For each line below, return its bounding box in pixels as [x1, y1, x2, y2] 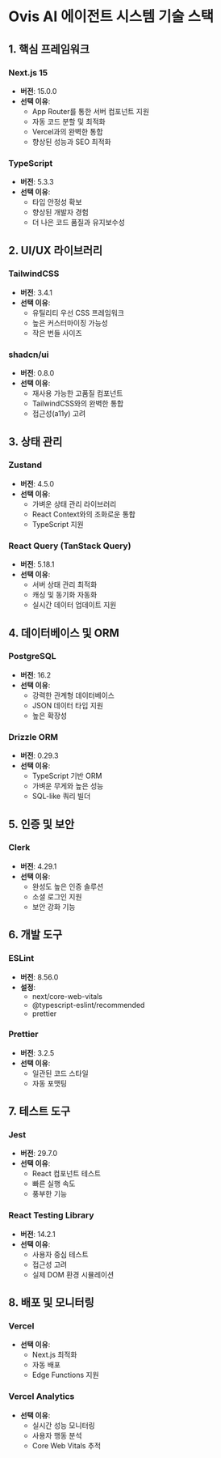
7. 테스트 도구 [8, 1104, 71, 1118]
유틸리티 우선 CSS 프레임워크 [31, 308, 125, 317]
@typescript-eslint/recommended [31, 1000, 145, 1010]
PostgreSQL [8, 651, 56, 662]
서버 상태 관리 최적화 [31, 580, 98, 589]
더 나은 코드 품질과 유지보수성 [31, 218, 125, 227]
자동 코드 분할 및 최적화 [31, 117, 106, 126]
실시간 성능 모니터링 [31, 1420, 95, 1430]
